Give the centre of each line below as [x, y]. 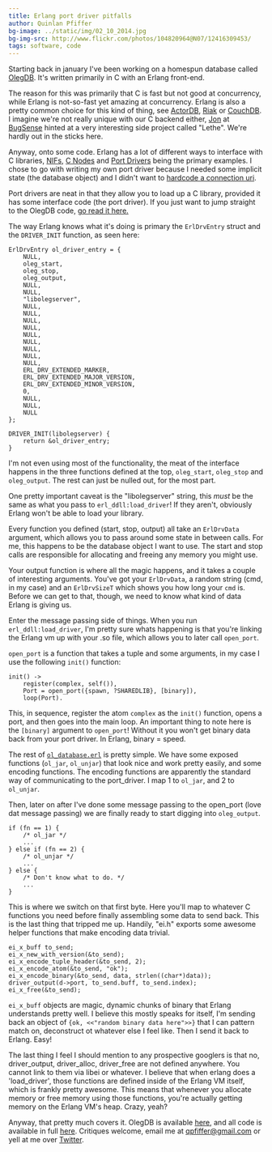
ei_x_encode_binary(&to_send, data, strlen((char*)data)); [110, 976]
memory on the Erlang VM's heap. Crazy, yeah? [88, 1107]
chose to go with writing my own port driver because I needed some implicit [135, 169]
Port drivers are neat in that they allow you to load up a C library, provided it [134, 193]
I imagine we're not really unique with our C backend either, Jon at [119, 119]
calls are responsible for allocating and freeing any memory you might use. [133, 555]
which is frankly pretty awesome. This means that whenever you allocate [130, 1090]
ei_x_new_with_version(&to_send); [67, 955]
